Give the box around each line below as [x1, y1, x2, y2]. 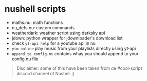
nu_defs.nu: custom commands [11, 24, 75, 30]
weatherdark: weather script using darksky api [11, 30, 105, 36]
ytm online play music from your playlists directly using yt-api [11, 45, 136, 51]
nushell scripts [4, 3, 66, 15]
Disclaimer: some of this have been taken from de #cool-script [16, 65, 142, 71]
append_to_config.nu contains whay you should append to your [11, 50, 139, 57]
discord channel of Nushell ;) [16, 70, 75, 76]
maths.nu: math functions [11, 20, 63, 25]
